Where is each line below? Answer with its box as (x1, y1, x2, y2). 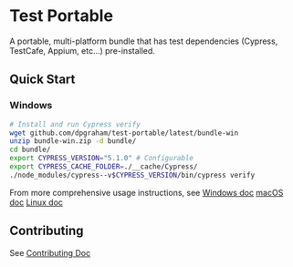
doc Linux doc (9, 197, 64, 208)
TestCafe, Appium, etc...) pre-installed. (9, 45, 155, 56)
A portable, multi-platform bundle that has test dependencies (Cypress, (9, 36, 278, 46)
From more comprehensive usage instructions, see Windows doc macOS (9, 187, 284, 198)
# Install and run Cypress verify (9, 119, 141, 128)
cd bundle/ (9, 145, 51, 155)
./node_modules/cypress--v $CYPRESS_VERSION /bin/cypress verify (9, 170, 256, 180)
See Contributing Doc (9, 247, 91, 258)
